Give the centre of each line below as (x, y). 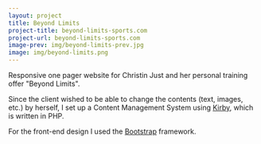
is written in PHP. (36, 116)
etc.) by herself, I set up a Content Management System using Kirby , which (131, 107)
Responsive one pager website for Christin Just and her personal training (128, 75)
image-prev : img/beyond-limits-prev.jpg (76, 45)
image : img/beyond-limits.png (58, 53)
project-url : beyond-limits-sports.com (74, 38)
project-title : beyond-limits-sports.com (78, 30)
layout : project (35, 16)
